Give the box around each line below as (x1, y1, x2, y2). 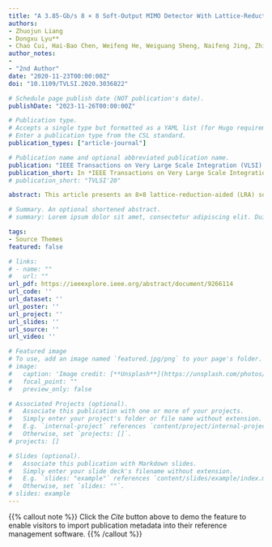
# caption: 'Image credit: (8, 370, 107, 378)
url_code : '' (8, 288, 53, 296)
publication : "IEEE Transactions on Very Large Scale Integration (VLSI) (8, 161, 263, 169)
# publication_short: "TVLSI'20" (8, 176, 121, 185)
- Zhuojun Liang (8, 27, 63, 35)
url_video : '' (8, 333, 57, 341)
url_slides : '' (8, 318, 60, 326)
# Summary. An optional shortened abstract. (8, 206, 161, 214)
